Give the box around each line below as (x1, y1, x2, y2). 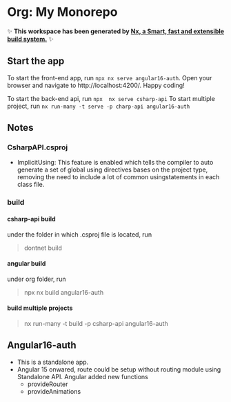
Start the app (7, 55, 65, 67)
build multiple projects (7, 304, 73, 312)
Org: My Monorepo (7, 4, 118, 20)
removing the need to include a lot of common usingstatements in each (17, 173, 220, 181)
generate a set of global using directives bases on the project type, (17, 165, 208, 174)
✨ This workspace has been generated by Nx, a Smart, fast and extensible (7, 27, 225, 35)
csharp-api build (7, 214, 57, 223)
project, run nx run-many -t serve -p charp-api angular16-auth (7, 102, 190, 110)
